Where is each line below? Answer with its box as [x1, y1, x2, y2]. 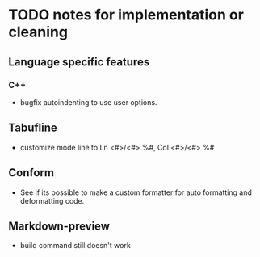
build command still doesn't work [19, 241, 131, 251]
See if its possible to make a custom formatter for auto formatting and [19, 187, 253, 197]
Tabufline [8, 121, 58, 135]
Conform [8, 166, 55, 179]
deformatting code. [19, 196, 85, 205]
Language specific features [8, 55, 150, 69]
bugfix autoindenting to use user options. [19, 97, 157, 107]
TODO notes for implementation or [8, 6, 245, 24]
